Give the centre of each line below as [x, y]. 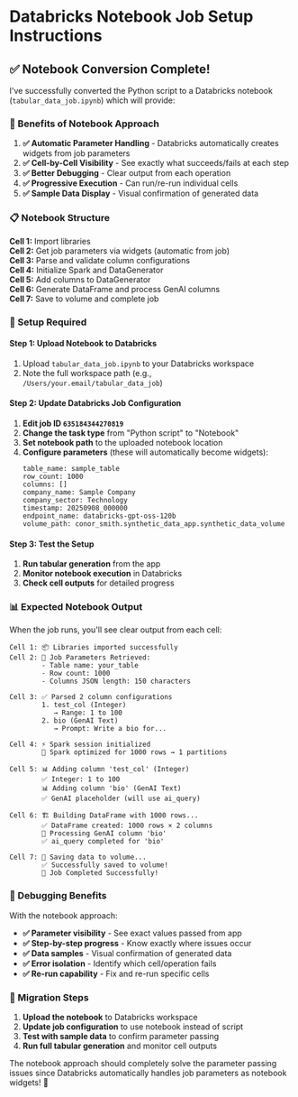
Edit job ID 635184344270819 [73, 423]
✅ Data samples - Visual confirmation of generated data [127, 953]
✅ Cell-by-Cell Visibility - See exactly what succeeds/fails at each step [156, 163]
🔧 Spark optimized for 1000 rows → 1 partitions [135, 752]
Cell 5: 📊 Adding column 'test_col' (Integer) [99, 770]
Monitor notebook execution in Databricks [102, 574]
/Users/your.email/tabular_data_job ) [93, 383]
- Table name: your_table [90, 666]
